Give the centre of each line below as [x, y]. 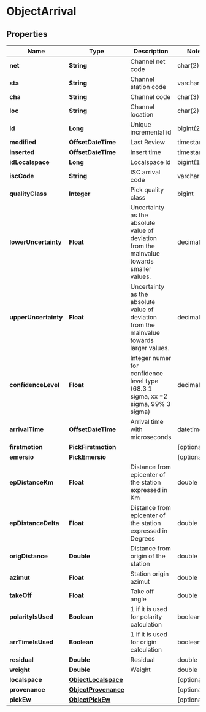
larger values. [150, 348]
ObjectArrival [41, 11]
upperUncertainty [36, 317]
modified [23, 142]
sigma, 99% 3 [151, 404]
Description [151, 51]
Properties [27, 34]
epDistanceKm [32, 482]
